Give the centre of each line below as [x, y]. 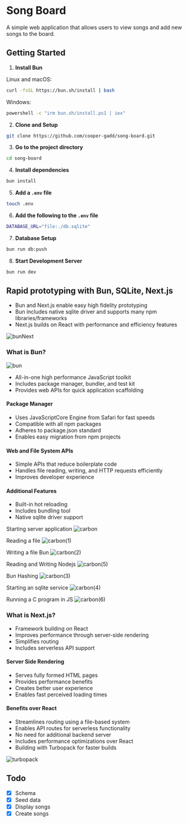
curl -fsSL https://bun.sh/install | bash [60, 90]
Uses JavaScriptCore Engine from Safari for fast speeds [85, 417]
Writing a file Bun [28, 553]
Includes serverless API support [55, 648]
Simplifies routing [37, 641]
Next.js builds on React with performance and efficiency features [96, 324]
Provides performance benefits [54, 681]
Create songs [32, 814]
